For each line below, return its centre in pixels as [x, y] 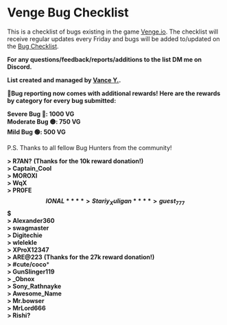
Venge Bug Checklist [68, 13]
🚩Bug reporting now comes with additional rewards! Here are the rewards [114, 93]
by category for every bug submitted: [62, 100]
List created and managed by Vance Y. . [64, 80]
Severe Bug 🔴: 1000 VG [41, 114]
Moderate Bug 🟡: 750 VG [44, 121]
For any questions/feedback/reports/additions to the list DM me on [105, 59]
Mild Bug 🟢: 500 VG [37, 132]
